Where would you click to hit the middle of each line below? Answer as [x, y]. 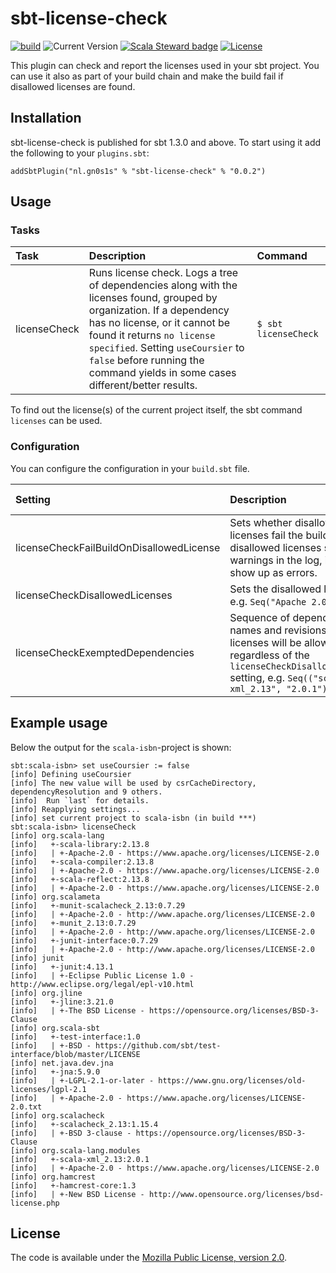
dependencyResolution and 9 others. [86, 792]
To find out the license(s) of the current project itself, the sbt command [156, 410]
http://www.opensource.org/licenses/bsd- [236, 1194]
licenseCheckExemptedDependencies [105, 652]
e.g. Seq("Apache [268, 601]
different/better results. [143, 385]
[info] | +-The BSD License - [77, 1010]
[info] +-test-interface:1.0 [75, 1037]
